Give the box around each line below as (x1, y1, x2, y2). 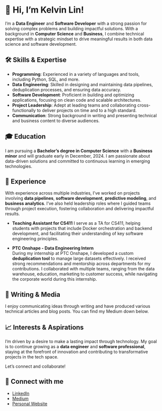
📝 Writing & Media (5, 290, 61, 299)
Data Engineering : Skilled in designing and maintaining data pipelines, (12, 81, 153, 87)
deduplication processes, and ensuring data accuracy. (12, 87, 122, 92)
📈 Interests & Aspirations (5, 323, 84, 331)
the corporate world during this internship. (12, 276, 97, 282)
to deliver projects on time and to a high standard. (36, 107, 137, 113)
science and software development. (5, 41, 77, 47)
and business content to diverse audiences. (12, 118, 100, 124)
